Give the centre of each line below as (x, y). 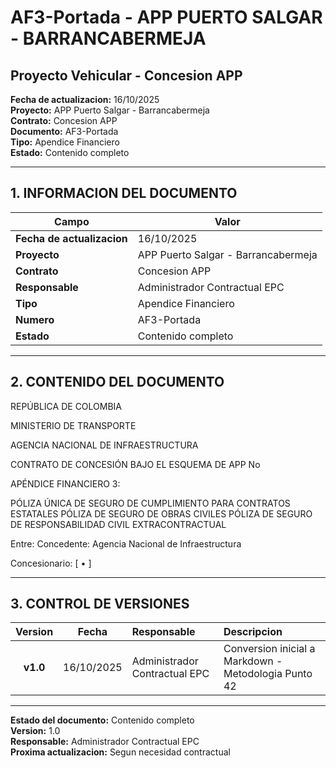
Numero (35, 319)
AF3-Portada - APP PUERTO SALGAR (166, 17)
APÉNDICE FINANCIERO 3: (65, 483)
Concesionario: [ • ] (51, 563)
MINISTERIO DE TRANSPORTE (73, 425)
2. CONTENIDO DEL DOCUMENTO (117, 382)
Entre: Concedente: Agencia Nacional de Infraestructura (126, 543)
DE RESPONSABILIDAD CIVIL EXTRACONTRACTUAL (118, 524)
